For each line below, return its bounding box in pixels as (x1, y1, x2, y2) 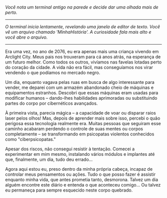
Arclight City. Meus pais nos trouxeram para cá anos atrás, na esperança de (5, 54, 161, 60)
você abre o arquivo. (5, 34, 48, 40)
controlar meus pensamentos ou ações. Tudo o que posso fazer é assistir (5, 171, 156, 177)
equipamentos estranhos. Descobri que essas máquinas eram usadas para (5, 90, 159, 96)
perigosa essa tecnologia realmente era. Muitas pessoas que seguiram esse (5, 121, 161, 126)
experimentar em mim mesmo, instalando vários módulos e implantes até (5, 151, 155, 157)
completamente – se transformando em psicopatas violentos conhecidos (5, 131, 155, 137)
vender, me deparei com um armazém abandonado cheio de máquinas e (5, 84, 154, 90)
